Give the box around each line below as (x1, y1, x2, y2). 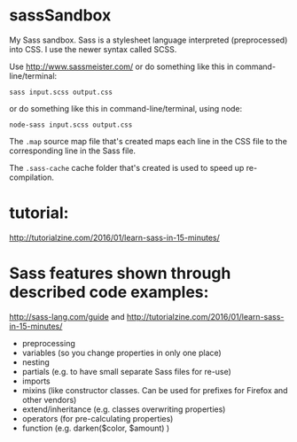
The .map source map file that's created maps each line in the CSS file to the (9, 136, 288, 146)
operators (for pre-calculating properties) (21, 413, 174, 423)
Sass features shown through (9, 263, 231, 283)
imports (21, 376, 51, 386)
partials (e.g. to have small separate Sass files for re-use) (21, 366, 232, 376)
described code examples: (9, 283, 209, 302)
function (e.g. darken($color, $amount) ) (21, 423, 170, 433)
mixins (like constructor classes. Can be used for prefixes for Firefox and (21, 384, 288, 395)
